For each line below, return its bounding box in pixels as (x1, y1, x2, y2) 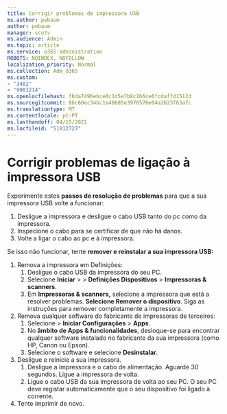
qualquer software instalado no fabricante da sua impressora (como (27, 334, 219, 342)
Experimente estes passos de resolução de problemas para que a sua (7, 192, 207, 200)
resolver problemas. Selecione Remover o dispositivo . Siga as (27, 297, 205, 306)
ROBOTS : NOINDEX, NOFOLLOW (7, 55, 84, 62)
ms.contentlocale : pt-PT (7, 112, 78, 119)
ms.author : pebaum (7, 16, 60, 23)
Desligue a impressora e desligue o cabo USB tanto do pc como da (16, 212, 207, 220)
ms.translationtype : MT (7, 106, 75, 113)
